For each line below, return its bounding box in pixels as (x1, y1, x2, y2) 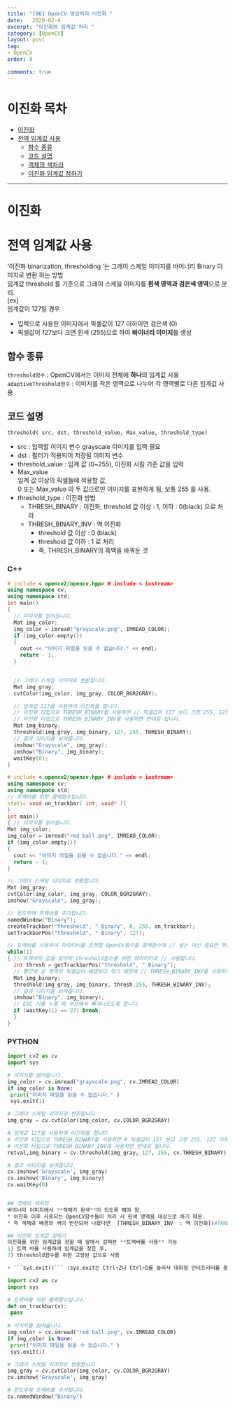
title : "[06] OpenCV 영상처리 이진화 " (7, 10, 113, 18)
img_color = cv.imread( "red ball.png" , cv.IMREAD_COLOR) (7, 1329, 177, 1336)
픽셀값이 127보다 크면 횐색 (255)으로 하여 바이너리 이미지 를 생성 (17, 328, 192, 336)
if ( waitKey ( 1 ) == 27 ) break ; (13, 1007, 101, 1014)
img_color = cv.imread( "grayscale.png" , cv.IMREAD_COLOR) (7, 1078, 180, 1086)
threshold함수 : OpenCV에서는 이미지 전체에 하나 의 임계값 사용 (7, 370, 180, 379)
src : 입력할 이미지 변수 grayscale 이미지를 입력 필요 (17, 443, 161, 451)
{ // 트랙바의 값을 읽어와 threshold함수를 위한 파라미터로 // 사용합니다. (7, 955, 198, 962)
